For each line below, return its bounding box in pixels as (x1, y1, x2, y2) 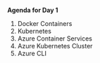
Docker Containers (17, 20, 73, 27)
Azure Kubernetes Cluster (17, 42, 93, 50)
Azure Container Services (17, 34, 93, 43)
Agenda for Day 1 (7, 6, 58, 14)
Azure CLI (17, 49, 47, 57)
